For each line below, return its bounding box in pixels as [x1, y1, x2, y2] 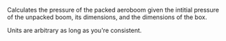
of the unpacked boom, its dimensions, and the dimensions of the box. [7, 13, 207, 21]
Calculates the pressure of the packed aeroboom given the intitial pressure [7, 6, 219, 14]
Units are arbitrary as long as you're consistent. [7, 27, 143, 34]
